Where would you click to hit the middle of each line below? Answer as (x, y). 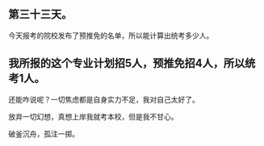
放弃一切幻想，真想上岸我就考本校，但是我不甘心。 (93, 116)
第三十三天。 (40, 15)
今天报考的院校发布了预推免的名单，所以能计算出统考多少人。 (111, 35)
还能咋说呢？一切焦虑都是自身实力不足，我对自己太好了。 (104, 99)
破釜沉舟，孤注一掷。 (44, 133)
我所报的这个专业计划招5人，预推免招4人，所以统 (132, 63)
